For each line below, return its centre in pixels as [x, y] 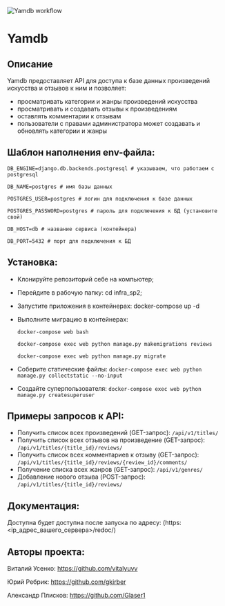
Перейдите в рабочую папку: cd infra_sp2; [80, 292]
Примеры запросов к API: [66, 416]
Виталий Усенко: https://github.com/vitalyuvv [72, 569]
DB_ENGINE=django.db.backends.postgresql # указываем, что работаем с [111, 168]
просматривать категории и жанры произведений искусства [107, 101]
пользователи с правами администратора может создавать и [108, 123]
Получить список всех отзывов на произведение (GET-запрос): [111, 440]
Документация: [43, 506]
